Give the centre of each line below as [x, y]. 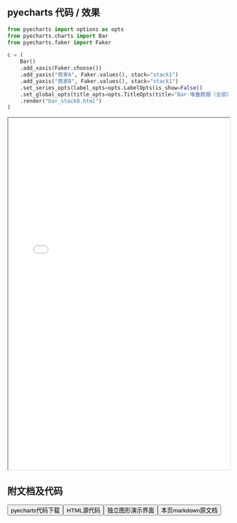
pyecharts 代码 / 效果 [54, 13]
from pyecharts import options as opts [66, 29]
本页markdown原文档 [190, 511]
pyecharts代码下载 [36, 511]
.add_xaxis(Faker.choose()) [61, 68]
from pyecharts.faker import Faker [59, 42]
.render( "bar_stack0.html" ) [61, 101]
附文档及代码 [35, 491]
